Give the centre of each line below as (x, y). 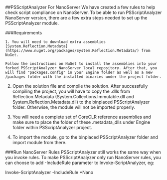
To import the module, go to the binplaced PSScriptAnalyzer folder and (85, 137)
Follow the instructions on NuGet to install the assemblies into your (81, 64)
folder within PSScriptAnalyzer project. (52, 127)
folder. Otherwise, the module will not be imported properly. (74, 107)
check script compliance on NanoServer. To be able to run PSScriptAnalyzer (83, 12)
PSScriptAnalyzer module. (32, 23)
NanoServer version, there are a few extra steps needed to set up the (76, 18)
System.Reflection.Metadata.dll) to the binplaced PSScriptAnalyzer (81, 102)
